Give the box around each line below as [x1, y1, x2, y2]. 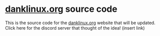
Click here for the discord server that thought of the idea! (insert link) [5, 25, 145, 31]
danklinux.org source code [5, 3, 118, 15]
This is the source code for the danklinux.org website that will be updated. [5, 20, 156, 26]
